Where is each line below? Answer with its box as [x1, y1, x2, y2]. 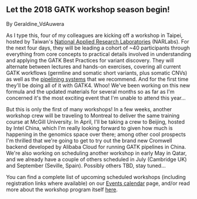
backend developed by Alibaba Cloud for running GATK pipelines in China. [6, 143, 186, 150]
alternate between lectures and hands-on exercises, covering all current [6, 63, 181, 70]
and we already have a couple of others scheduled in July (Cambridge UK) [6, 155, 187, 162]
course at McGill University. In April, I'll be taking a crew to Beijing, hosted [6, 118, 185, 125]
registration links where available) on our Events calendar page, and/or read [6, 180, 190, 187]
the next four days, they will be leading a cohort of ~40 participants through [6, 44, 190, 51]
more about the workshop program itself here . [6, 185, 118, 193]
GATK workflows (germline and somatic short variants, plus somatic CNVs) [6, 69, 188, 76]
